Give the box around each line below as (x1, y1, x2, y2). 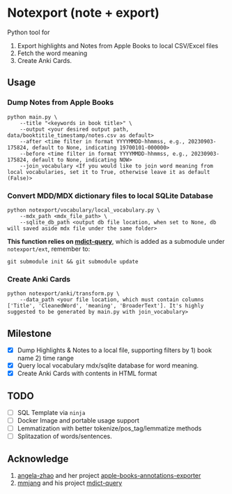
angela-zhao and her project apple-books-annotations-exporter (17, 472, 201, 480)
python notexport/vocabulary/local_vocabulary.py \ (7, 206, 160, 214)
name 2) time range (17, 354, 75, 363)
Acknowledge (7, 453, 69, 465)
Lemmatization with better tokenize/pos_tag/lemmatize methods (17, 424, 202, 433)
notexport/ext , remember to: (7, 245, 91, 253)
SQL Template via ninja (17, 409, 86, 417)
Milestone (7, 327, 52, 340)
